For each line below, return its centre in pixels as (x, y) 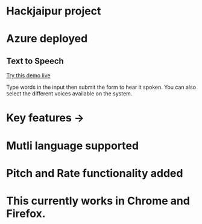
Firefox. (26, 213)
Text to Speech (35, 61)
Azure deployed (47, 39)
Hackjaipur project (54, 11)
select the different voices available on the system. (69, 94)
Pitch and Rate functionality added (95, 173)
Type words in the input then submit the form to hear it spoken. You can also (101, 87)
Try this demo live (28, 75)
